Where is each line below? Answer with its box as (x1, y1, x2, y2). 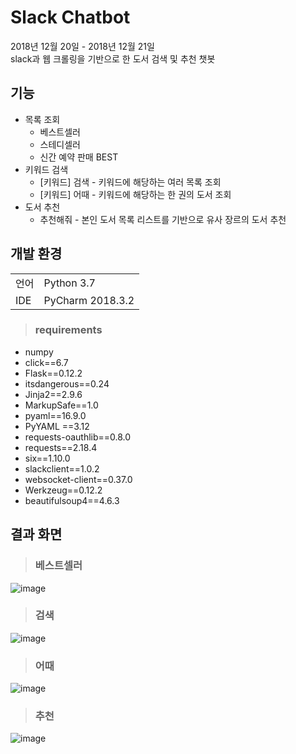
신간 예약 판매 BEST (39, 151, 119, 163)
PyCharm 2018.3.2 (43, 293, 135, 307)
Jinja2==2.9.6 (24, 388, 83, 400)
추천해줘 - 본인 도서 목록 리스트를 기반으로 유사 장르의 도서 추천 (39, 213, 287, 225)
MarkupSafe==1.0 (24, 399, 99, 411)
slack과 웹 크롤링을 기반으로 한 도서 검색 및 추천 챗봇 (10, 52, 216, 65)
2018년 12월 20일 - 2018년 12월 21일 (10, 40, 155, 52)
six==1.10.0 (24, 452, 71, 464)
